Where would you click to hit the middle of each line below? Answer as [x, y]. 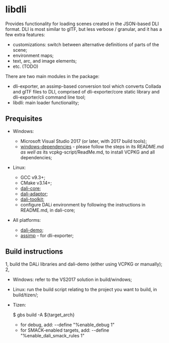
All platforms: [27, 220]
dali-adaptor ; [34, 194]
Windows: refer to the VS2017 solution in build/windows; [72, 279]
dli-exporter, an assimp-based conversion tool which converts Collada [87, 86]
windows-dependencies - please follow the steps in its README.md [92, 146]
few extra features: [25, 34]
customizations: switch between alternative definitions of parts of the [86, 44]
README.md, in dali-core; [48, 210]
